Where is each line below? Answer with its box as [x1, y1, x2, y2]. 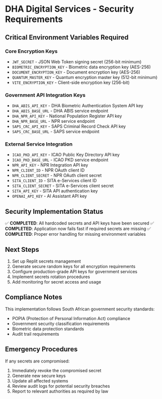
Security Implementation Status [5, 207, 103, 215]
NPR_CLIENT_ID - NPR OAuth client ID [12, 167, 85, 173]
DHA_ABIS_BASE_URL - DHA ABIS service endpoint [12, 108, 109, 114]
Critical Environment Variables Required [5, 33, 129, 41]
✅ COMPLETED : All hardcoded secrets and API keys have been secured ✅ [5, 220, 154, 226]
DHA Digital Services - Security [5, 3, 134, 15]
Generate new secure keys [12, 373, 66, 379]
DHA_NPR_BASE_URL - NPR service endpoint [12, 118, 95, 124]
